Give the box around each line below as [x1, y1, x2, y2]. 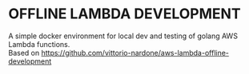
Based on [8, 48, 40, 57]
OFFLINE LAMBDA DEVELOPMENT [8, 5, 242, 23]
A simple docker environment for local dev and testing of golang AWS [8, 31, 239, 41]
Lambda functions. [8, 39, 70, 49]
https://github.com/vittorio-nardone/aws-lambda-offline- [41, 48, 230, 57]
